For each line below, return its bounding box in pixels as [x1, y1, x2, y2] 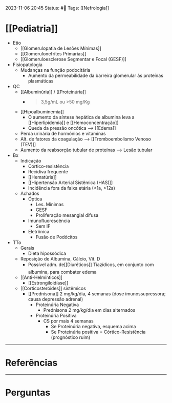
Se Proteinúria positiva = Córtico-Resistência [51, 329, 146, 335]
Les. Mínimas [35, 201, 64, 207]
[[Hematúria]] [28, 174, 57, 180]
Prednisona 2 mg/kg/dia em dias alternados [43, 307, 136, 313]
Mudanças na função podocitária [20, 67, 91, 73]
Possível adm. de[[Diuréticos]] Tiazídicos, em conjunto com [28, 261, 154, 268]
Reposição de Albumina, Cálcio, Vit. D [20, 255, 100, 261]
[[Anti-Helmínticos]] [20, 274, 62, 280]
